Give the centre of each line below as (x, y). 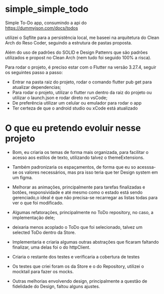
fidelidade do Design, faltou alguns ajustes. (56, 286)
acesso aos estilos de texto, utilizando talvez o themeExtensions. (78, 157)
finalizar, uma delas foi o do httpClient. (51, 247)
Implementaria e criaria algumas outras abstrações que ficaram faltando (85, 242)
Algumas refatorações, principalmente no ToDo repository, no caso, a (83, 212)
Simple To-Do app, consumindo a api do (46, 23)
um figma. (22, 177)
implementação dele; (33, 218)
